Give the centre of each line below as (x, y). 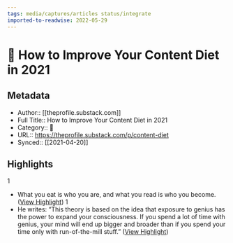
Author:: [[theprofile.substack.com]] (69, 112)
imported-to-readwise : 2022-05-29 (58, 20)
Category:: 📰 (36, 127)
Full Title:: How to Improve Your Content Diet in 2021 (92, 120)
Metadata (29, 96)
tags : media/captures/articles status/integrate (79, 14)
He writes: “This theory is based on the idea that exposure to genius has (121, 209)
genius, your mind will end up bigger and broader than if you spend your (121, 224)
